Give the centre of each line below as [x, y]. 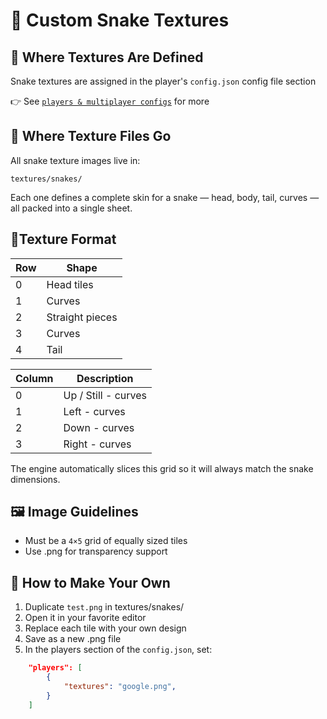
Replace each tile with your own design [105, 628]
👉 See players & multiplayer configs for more [110, 101]
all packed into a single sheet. [71, 208]
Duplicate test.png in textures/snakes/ [104, 607]
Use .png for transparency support [96, 551]
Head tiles [70, 284]
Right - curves [97, 444]
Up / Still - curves [105, 395]
